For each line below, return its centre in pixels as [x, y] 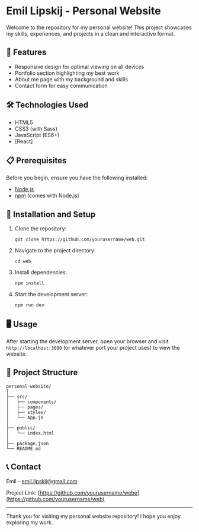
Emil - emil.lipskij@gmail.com [42, 481]
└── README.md [24, 449]
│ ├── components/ [32, 402]
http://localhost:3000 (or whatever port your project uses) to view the [93, 348]
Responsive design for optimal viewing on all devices [79, 66]
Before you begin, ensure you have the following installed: [77, 178]
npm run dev [29, 305]
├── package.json [28, 444]
